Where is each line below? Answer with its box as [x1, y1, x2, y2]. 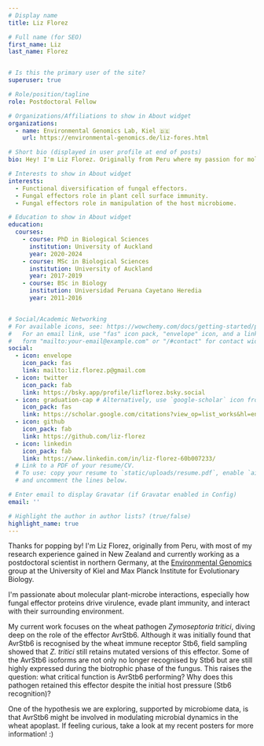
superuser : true [8, 76, 61, 84]
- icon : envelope [15, 352, 72, 360]
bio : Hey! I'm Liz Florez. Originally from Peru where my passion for [8, 155, 244, 164]
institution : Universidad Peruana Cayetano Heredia [28, 287, 202, 295]
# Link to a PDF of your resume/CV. [15, 462, 135, 470]
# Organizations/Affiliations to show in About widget [8, 112, 192, 120]
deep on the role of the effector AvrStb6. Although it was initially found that [8, 630, 251, 640]
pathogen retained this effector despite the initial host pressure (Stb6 [8, 681, 232, 690]
